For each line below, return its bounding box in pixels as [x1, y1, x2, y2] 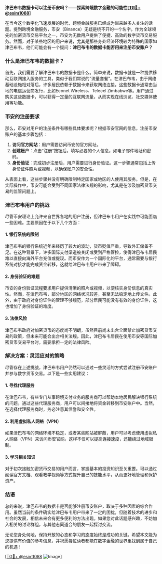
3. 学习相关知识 [5, 454, 36, 460]
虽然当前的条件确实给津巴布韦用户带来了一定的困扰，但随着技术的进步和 [13, 509, 157, 515]
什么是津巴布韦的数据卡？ [5, 58, 65, 64]
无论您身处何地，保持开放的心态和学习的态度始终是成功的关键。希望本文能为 [5, 532, 157, 537]
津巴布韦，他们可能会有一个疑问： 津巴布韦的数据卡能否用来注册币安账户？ [5, 45, 153, 50]
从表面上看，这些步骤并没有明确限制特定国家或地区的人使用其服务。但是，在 [5, 176, 157, 182]
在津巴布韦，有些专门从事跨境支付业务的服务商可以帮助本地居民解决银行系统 [5, 394, 157, 400]
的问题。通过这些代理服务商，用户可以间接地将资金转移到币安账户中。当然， [5, 400, 157, 406]
